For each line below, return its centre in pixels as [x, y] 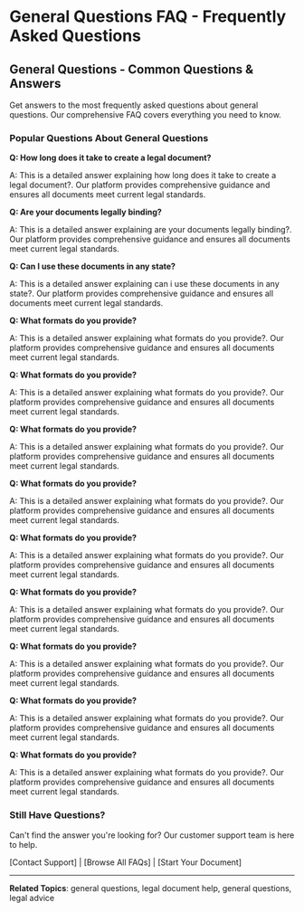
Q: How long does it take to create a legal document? [110, 158]
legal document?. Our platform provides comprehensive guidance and [140, 185]
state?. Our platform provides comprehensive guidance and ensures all [142, 294]
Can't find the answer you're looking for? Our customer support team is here [152, 835]
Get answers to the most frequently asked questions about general [134, 105]
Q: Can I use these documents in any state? [93, 266]
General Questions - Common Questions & [132, 69]
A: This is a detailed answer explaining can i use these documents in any [145, 284]
